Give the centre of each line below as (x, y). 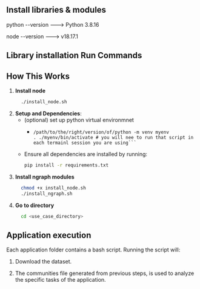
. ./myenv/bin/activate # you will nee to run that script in (113, 137)
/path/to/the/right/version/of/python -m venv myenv (101, 132)
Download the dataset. (43, 262)
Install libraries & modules (56, 10)
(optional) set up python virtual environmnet (79, 120)
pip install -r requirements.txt (66, 165)
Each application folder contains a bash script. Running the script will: (93, 250)
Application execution (49, 235)
